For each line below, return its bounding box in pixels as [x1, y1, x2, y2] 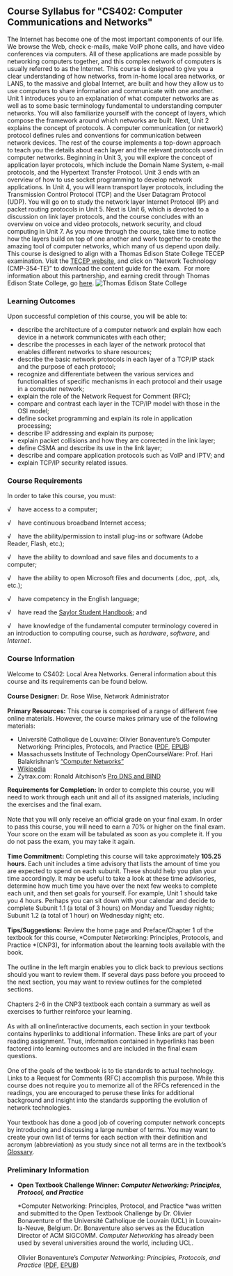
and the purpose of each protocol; [17, 362, 116, 371]
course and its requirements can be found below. [7, 677, 148, 685]
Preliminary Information [7, 1165, 89, 1174]
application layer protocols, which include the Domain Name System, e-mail [7, 160, 225, 169]
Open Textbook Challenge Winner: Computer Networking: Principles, [17, 1181, 223, 1189]
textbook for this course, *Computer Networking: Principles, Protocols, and [7, 933, 224, 941]
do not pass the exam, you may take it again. [7, 837, 136, 845]
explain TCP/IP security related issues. [17, 458, 129, 467]
